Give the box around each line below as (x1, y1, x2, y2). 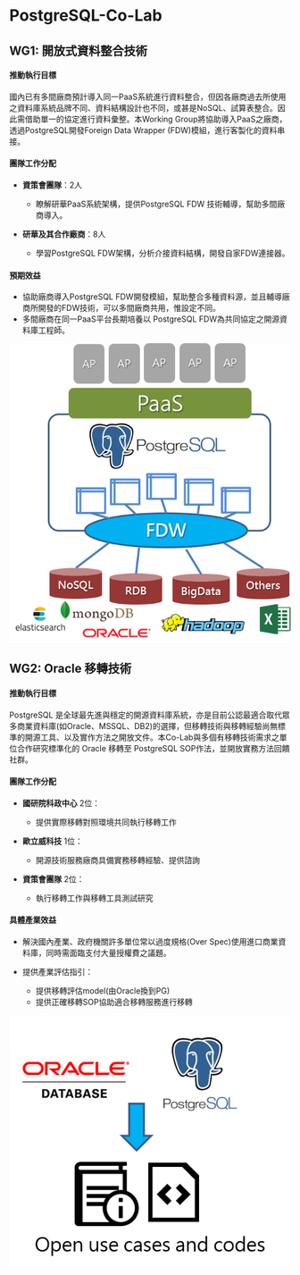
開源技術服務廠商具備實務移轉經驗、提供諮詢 (35, 854, 201, 865)
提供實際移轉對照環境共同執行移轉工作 (35, 817, 177, 827)
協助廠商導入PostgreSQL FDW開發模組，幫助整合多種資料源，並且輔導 (21, 291, 283, 302)
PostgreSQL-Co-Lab (9, 5, 162, 26)
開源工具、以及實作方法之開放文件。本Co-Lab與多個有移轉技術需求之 (24, 732, 279, 742)
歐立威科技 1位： (21, 835, 83, 846)
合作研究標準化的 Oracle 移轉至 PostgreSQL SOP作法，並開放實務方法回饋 (16, 742, 290, 753)
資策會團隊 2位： (21, 873, 85, 885)
